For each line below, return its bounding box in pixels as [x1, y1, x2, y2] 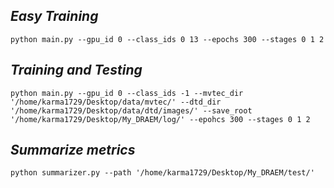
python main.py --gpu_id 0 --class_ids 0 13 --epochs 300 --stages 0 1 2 [10, 34, 325, 44]
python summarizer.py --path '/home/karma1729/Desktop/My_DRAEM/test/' [10, 168, 315, 178]
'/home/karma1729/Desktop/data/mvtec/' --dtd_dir [10, 97, 222, 107]
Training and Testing [10, 62, 143, 79]
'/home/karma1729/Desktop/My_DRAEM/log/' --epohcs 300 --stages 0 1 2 [10, 114, 311, 124]
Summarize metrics [10, 142, 136, 159]
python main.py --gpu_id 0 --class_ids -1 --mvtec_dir [10, 88, 244, 98]
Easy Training [10, 8, 99, 25]
